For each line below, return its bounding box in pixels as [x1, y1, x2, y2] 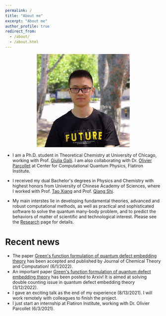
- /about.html [9, 40, 39, 45]
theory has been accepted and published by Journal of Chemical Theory [12, 258, 161, 264]
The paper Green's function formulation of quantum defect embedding [12, 252, 157, 258]
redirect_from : [5, 29, 37, 34]
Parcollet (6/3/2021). [12, 306, 55, 312]
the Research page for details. [12, 219, 74, 225]
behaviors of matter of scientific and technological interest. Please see [12, 214, 157, 220]
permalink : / [5, 8, 32, 13]
